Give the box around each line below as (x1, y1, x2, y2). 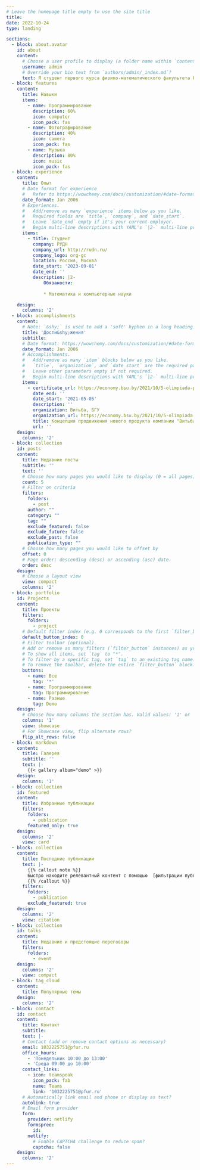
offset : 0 (21, 551, 46, 557)
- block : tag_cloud (11, 978, 60, 984)
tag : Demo (32, 701, 58, 707)
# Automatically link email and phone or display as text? (21, 1094, 171, 1100)
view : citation (21, 917, 60, 923)
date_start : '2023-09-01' (32, 263, 97, 269)
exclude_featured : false (27, 523, 89, 529)
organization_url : (32, 412, 79, 418)
